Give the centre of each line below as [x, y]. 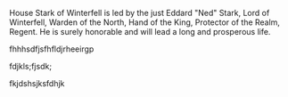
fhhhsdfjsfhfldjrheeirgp [52, 49]
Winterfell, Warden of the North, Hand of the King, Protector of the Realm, [145, 22]
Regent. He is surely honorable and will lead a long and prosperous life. [140, 32]
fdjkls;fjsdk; [30, 66]
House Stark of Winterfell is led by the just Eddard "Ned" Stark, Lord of [140, 13]
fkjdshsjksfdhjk [37, 83]
